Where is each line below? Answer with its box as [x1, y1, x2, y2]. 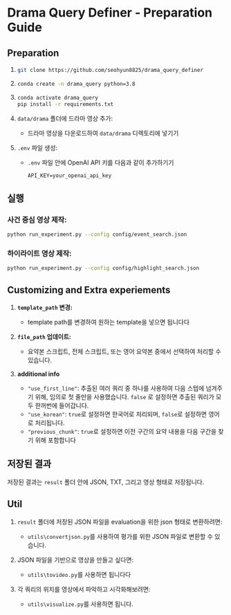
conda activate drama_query [17, 94, 98, 101]
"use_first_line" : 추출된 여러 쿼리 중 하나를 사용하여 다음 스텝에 [27, 384, 205, 392]
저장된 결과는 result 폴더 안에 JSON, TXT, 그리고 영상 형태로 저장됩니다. [7, 477, 205, 486]
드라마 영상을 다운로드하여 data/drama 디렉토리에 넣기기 [27, 129, 179, 137]
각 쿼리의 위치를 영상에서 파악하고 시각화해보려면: [17, 585, 151, 593]
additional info [17, 370, 60, 378]
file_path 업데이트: [17, 333, 71, 341]
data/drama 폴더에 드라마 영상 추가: [17, 114, 113, 122]
